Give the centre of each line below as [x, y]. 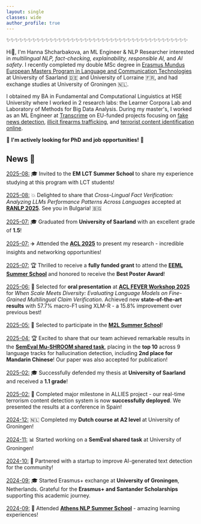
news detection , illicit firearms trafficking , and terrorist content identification [100, 122]
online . [14, 128]
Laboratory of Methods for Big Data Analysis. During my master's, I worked [99, 109]
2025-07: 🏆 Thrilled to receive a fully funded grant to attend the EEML [94, 266]
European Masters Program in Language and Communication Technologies [99, 71]
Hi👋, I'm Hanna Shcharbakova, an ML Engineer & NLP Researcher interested [100, 52]
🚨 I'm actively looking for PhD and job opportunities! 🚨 [75, 140]
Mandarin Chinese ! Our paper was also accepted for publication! [87, 360]
